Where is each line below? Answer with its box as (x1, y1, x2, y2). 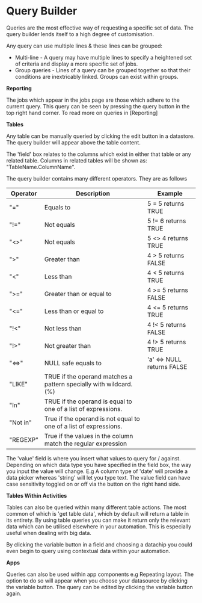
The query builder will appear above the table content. (6, 138, 141, 146)
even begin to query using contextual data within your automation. (6, 547, 171, 554)
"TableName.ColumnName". (6, 163, 76, 170)
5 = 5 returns (147, 199, 185, 208)
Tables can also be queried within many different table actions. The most (6, 504, 186, 511)
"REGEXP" (9, 435, 39, 444)
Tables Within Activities (6, 492, 67, 499)
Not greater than (44, 341, 91, 350)
